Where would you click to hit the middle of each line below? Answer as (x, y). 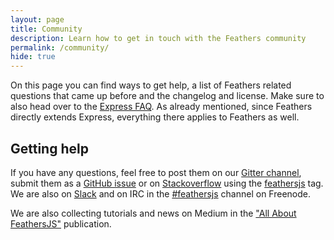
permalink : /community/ (60, 47)
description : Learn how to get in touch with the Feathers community (158, 38)
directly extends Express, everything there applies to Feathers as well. (155, 117)
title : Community (46, 29)
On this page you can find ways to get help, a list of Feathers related (151, 85)
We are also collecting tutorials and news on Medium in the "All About (153, 213)
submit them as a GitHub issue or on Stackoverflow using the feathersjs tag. (167, 183)
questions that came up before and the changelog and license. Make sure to (167, 96)
